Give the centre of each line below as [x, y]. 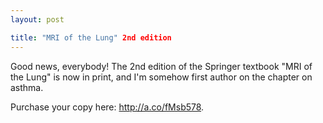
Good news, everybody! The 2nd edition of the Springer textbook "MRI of [161, 66]
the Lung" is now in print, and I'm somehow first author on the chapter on [161, 77]
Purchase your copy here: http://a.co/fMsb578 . [107, 107]
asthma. [27, 87]
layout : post [37, 19]
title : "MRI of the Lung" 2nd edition [91, 37]
